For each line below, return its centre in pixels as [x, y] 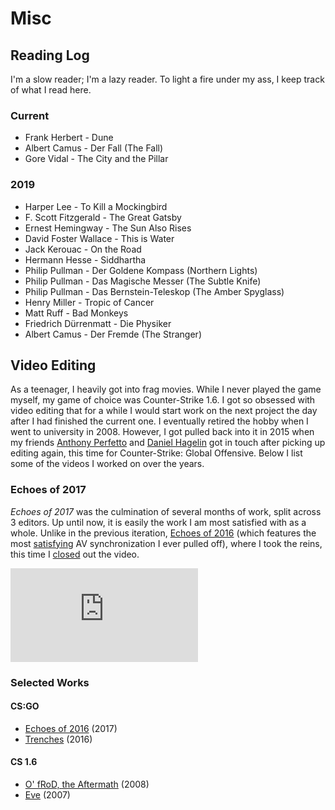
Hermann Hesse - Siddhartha [85, 259]
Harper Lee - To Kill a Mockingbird [96, 206]
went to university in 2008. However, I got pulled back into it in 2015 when [162, 432]
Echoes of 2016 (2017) [71, 728]
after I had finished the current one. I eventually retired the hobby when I [159, 421]
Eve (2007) [47, 795]
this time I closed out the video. [75, 554]
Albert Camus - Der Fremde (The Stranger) [113, 334]
